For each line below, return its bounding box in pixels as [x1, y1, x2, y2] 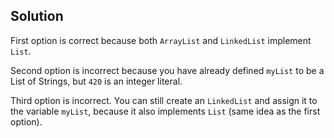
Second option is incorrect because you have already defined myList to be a [10, 64, 325, 76]
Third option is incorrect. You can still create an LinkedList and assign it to [10, 94, 318, 106]
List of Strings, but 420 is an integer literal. [10, 75, 183, 87]
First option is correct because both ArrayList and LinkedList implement [10, 34, 312, 46]
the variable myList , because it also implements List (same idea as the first [10, 105, 321, 117]
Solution [10, 8, 64, 25]
